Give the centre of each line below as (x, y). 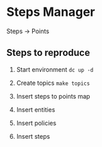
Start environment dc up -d (55, 69)
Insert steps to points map (53, 96)
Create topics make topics (53, 83)
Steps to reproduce (48, 53)
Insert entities (36, 109)
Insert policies (36, 123)
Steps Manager (51, 12)
